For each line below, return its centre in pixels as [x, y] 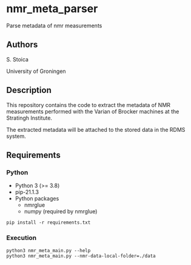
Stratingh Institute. [29, 118]
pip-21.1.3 [27, 192]
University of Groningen [36, 71]
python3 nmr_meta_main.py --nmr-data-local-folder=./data [81, 256]
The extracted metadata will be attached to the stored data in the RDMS [96, 129]
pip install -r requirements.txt [49, 223]
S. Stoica [18, 59]
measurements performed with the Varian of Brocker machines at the [93, 111]
